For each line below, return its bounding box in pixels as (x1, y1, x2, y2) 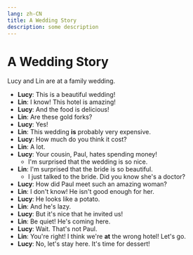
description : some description (7, 23, 99, 30)
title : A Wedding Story (7, 17, 77, 24)
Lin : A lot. (17, 143, 46, 151)
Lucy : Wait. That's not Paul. (17, 225, 98, 233)
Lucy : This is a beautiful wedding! (17, 91, 116, 99)
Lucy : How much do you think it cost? (17, 135, 128, 144)
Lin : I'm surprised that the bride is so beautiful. (17, 165, 153, 174)
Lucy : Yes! (17, 120, 48, 129)
